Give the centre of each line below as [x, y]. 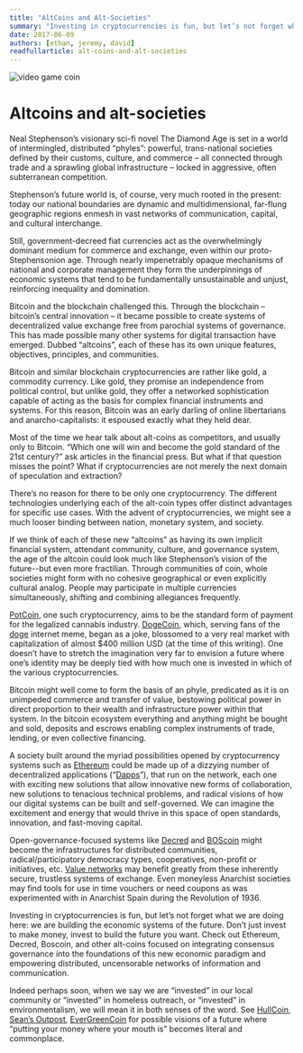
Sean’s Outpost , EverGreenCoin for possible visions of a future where [138, 1020]
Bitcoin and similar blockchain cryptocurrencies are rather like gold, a [138, 372]
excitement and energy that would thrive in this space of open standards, [145, 813]
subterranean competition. [59, 177]
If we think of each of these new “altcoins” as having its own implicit [136, 540]
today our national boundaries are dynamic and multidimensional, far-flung [148, 204]
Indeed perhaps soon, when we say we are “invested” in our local [131, 991]
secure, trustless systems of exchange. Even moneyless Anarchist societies [150, 879]
